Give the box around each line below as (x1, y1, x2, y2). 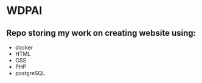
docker (15, 44, 33, 51)
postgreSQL (15, 70, 46, 76)
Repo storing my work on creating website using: (6, 28, 197, 38)
